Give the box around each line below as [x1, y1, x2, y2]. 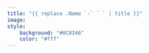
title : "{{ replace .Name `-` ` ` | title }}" [7, 10, 143, 17]
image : [7, 17, 26, 23]
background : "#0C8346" [19, 29, 84, 36]
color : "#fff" [19, 36, 60, 43]
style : [7, 23, 26, 30]
